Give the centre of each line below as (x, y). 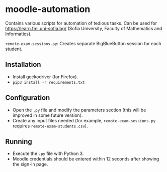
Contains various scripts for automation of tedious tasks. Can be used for (81, 23)
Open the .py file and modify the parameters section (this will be (79, 110)
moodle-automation (48, 9)
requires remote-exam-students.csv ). (50, 126)
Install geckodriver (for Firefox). (45, 77)
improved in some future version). (48, 115)
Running (19, 141)
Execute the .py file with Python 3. (48, 153)
